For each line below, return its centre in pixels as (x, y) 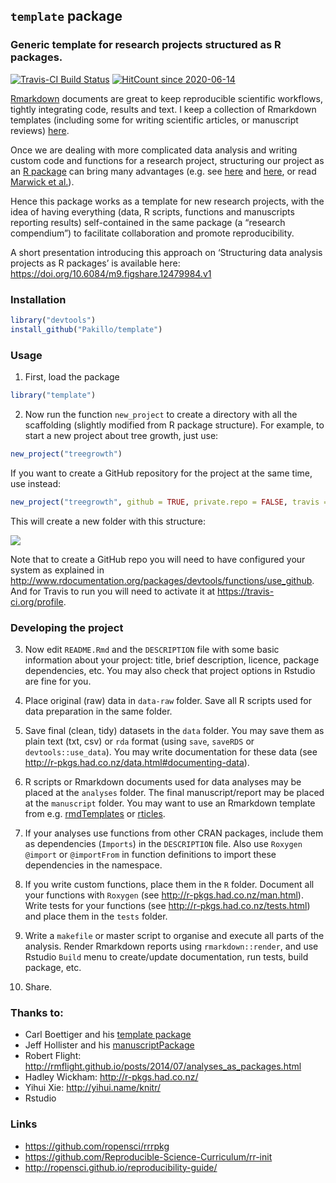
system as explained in (57, 570)
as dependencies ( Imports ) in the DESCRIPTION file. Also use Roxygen (163, 843)
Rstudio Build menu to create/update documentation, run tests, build (166, 956)
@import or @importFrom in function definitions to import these (150, 854)
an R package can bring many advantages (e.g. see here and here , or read (163, 171)
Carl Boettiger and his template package (108, 1035)
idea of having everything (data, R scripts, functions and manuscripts (152, 211)
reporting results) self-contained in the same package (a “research (148, 222)
